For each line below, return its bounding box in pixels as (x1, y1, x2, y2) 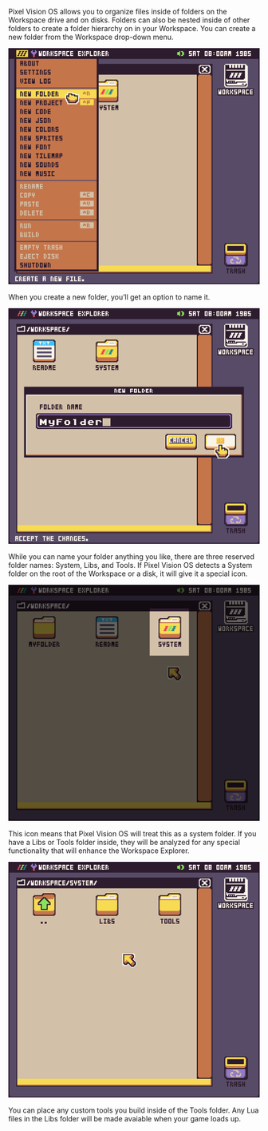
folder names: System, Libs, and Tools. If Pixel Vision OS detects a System (8, 561, 253, 569)
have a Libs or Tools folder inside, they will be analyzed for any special (8, 837, 241, 847)
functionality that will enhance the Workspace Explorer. (8, 846, 190, 855)
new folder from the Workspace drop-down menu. (8, 32, 174, 42)
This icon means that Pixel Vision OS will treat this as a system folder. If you (8, 828, 257, 838)
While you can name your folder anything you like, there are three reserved (8, 552, 255, 562)
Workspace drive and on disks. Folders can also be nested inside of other (8, 15, 250, 25)
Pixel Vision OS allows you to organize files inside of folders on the (8, 7, 227, 16)
